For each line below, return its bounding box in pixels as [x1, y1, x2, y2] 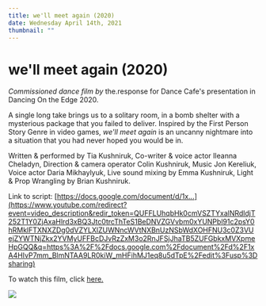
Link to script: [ [8, 192, 58, 201]
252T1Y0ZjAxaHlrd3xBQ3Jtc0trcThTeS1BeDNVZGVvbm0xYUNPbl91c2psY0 [8, 217, 255, 227]
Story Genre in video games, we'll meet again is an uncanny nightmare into [8, 128, 253, 137]
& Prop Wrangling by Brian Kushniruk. [8, 176, 131, 186]
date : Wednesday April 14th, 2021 [8, 19, 123, 27]
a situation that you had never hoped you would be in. [8, 136, 184, 145]
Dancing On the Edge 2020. [8, 95, 99, 105]
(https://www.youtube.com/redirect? [8, 200, 127, 210]
